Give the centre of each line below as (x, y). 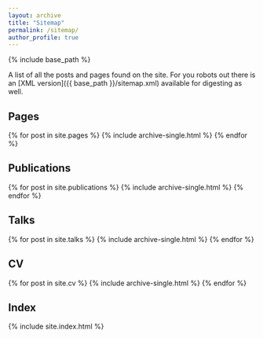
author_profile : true (44, 37)
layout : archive (35, 15)
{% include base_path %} (49, 60)
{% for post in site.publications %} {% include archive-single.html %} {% (126, 187)
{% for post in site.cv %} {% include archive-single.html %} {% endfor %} (128, 283)
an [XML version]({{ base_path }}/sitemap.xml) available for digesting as (125, 83)
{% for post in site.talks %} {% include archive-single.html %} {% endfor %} (131, 239)
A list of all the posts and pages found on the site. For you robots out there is (132, 75)
